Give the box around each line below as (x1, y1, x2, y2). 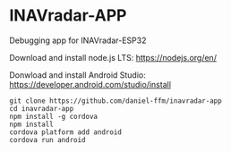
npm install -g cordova (9, 112, 98, 121)
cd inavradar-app (9, 104, 74, 113)
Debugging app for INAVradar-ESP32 (9, 35, 147, 46)
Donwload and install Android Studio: (9, 69, 146, 80)
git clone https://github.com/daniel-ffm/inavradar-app (9, 96, 222, 106)
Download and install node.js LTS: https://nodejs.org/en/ (9, 52, 218, 63)
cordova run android (9, 135, 87, 144)
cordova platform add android (9, 127, 123, 137)
